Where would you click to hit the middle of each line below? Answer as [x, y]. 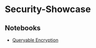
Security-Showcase [48, 9]
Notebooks [23, 28]
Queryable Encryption [35, 40]
